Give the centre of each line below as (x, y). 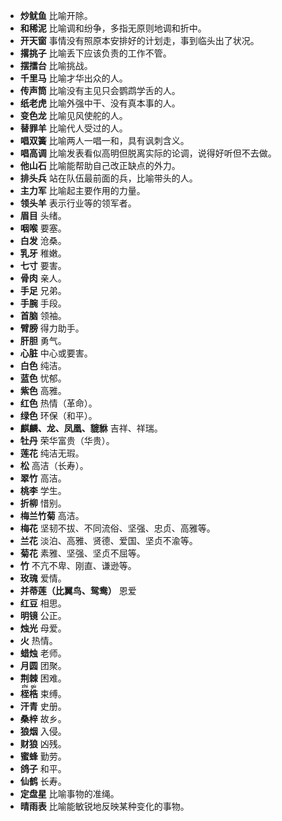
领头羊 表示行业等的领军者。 (78, 203)
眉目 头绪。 (43, 215)
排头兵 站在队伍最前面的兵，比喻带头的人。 (108, 178)
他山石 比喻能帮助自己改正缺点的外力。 (100, 165)
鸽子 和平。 (43, 768)
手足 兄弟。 (43, 290)
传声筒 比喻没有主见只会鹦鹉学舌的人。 (100, 90)
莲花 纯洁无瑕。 (52, 453)
